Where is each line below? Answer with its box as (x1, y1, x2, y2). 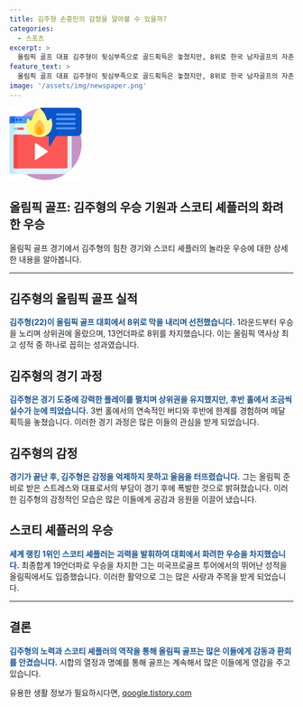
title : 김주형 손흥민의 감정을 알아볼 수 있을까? (9, 14, 168, 23)
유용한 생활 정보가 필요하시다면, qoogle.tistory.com (9, 687, 192, 698)
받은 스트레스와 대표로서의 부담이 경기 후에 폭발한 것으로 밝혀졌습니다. (25, 483, 272, 493)
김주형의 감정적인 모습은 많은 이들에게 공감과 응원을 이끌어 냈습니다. (18, 494, 257, 505)
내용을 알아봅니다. (18, 254, 82, 265)
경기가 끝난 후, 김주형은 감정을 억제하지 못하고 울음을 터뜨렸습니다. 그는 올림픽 (9, 471, 281, 482)
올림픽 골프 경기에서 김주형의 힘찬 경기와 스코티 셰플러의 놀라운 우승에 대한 (9, 242, 272, 253)
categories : (9, 23, 54, 33)
